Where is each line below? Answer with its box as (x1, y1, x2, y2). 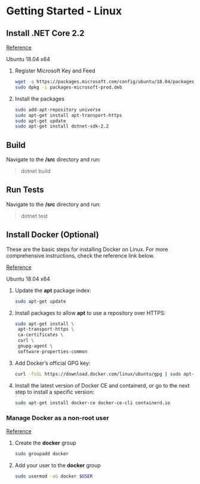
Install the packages (14, 95, 64, 102)
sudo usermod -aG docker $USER (14, 473, 93, 479)
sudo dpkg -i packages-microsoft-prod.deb (14, 84, 122, 90)
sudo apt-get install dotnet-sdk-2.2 (14, 123, 109, 129)
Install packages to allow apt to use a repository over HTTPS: (14, 309, 166, 316)
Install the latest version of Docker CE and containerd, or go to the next (14, 382, 190, 389)
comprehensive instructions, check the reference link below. (6, 252, 155, 259)
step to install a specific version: (14, 388, 94, 395)
